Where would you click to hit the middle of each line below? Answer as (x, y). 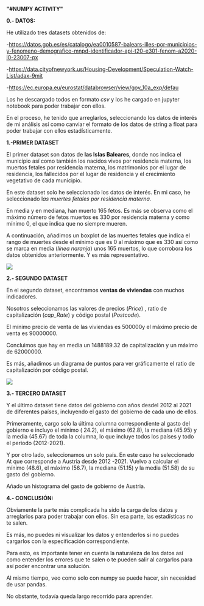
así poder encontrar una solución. (49, 566)
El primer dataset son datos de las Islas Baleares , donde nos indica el (94, 154)
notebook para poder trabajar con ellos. (56, 106)
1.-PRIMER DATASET (33, 142)
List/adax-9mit (25, 76)
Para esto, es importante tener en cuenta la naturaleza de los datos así (95, 553)
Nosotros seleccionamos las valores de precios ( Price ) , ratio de (87, 309)
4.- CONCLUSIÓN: (30, 498)
